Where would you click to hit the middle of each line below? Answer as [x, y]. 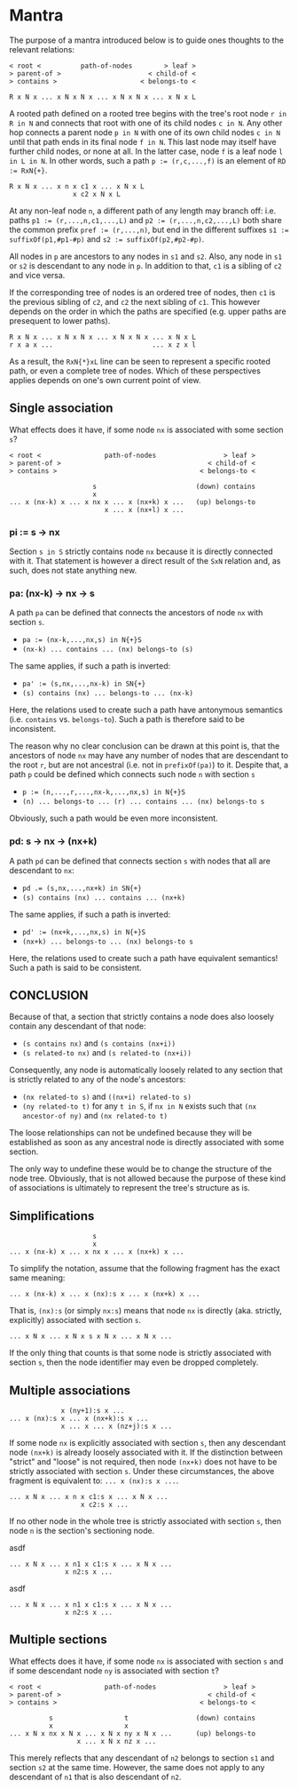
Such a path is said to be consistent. [75, 967]
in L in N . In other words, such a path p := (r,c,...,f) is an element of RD [148, 160]
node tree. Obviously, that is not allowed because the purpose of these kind [148, 1178]
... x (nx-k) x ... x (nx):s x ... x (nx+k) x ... [105, 1295]
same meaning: [37, 1278]
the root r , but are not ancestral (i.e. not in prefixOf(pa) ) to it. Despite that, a [149, 765]
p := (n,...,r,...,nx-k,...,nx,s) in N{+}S [104, 792]
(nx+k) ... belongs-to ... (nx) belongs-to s [107, 942]
